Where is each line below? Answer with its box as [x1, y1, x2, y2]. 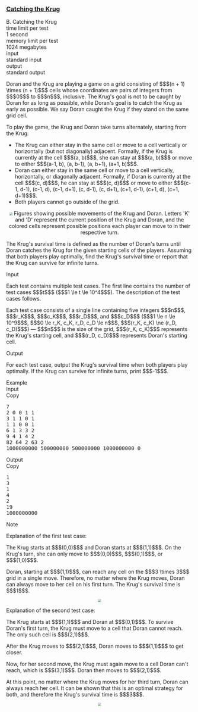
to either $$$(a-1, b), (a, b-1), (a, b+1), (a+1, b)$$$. [14, 160, 139, 168]
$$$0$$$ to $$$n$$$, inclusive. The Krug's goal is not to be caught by [6, 93, 181, 100]
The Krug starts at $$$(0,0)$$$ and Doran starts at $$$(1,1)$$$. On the [6, 544, 181, 551]
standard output [6, 69, 46, 76]
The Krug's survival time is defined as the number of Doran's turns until [6, 241, 181, 248]
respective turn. [80, 229, 119, 236]
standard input [6, 56, 42, 64]
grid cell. [6, 112, 28, 119]
